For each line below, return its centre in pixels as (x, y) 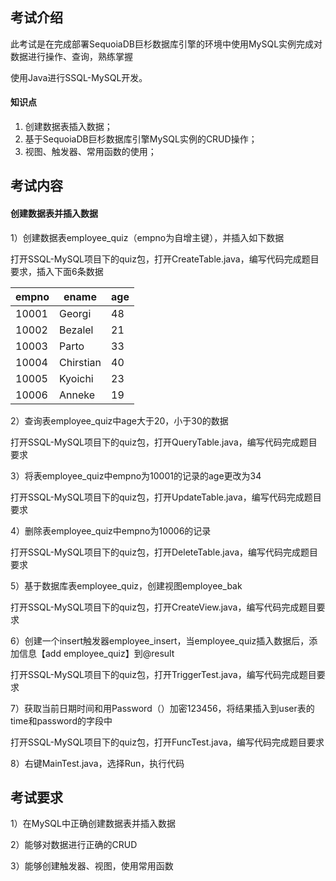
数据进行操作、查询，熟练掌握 (71, 56)
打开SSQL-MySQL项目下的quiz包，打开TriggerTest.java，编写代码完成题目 (163, 674)
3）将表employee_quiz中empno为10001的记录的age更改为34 (136, 475)
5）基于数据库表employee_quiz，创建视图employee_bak (126, 585)
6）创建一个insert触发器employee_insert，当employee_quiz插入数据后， (160, 640)
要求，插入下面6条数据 (57, 271)
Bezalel (76, 330)
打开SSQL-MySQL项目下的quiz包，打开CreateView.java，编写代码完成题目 (163, 607)
